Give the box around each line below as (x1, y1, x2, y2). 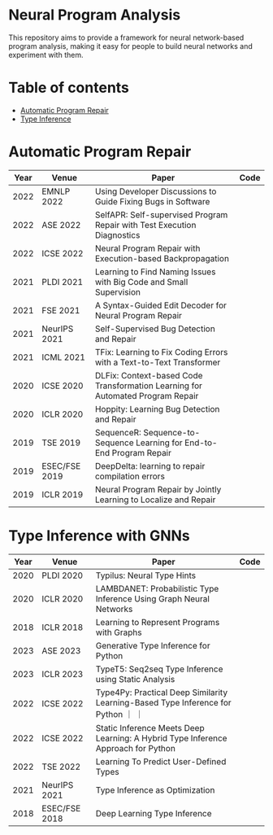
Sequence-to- (143, 426, 201, 438)
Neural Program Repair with (94, 243, 201, 254)
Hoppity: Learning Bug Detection (94, 403, 220, 414)
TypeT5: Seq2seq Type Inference (95, 663, 223, 675)
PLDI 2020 (41, 570, 84, 581)
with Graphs (95, 627, 142, 638)
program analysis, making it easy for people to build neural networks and (8, 41, 253, 50)
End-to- (184, 437, 218, 448)
